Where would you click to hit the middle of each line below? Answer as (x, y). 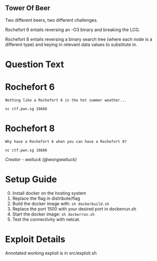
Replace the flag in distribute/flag (46, 198)
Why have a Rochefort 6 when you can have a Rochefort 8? (66, 141)
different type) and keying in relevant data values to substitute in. (71, 44)
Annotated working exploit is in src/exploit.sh (51, 253)
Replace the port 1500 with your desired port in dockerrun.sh (74, 209)
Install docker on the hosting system (49, 193)
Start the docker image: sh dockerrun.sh (53, 214)
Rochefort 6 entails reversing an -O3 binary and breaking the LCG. (73, 30)
